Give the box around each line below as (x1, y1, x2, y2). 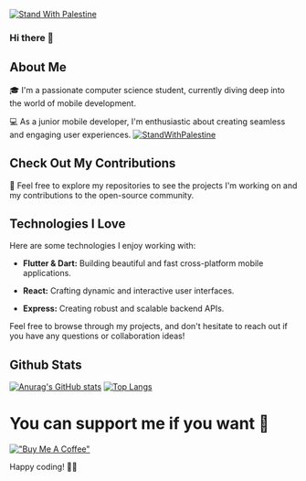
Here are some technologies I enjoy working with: (9, 240, 196, 251)
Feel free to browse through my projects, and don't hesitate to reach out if (9, 321, 288, 332)
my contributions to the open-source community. (9, 189, 195, 200)
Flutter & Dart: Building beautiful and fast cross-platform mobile (22, 258, 264, 269)
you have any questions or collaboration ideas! (9, 330, 185, 342)
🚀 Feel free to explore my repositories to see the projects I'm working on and (9, 179, 298, 191)
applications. (22, 268, 71, 279)
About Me (9, 59, 67, 75)
